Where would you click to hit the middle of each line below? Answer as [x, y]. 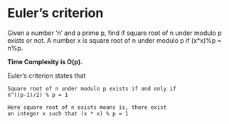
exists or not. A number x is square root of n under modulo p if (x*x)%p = [114, 40]
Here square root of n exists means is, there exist [87, 107]
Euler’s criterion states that [47, 76]
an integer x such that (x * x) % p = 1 [68, 113]
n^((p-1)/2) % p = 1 [38, 95]
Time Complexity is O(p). [45, 61]
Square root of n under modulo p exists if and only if [92, 88]
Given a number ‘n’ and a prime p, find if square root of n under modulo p [114, 33]
